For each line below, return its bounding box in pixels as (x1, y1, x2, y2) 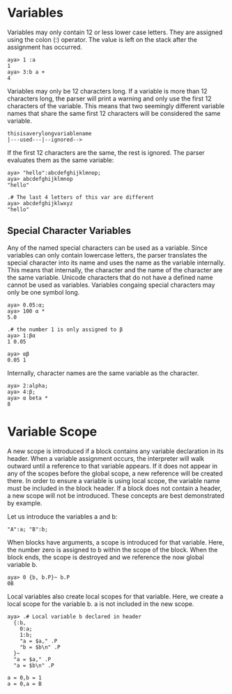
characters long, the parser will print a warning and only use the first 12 (7, 94, 212, 103)
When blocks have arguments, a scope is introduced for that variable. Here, (7, 538, 224, 546)
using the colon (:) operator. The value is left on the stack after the (7, 35, 197, 43)
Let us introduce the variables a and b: (7, 512, 118, 521)
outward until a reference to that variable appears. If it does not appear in (7, 462, 218, 470)
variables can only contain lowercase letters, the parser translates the (7, 251, 208, 259)
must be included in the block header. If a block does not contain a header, (7, 484, 222, 492)
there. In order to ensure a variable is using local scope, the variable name (7, 476, 220, 485)
